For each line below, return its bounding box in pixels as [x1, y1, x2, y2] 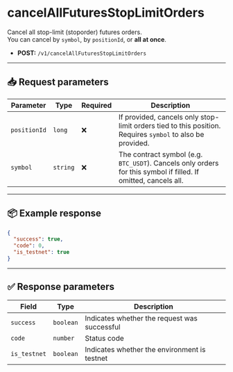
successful [85, 322, 121, 332]
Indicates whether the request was [85, 313, 198, 323]
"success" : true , [13, 236, 64, 243]
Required [80, 100, 112, 110]
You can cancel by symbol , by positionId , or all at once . [7, 35, 166, 43]
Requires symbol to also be [118, 129, 205, 139]
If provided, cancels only [118, 112, 199, 122]
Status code [85, 333, 124, 343]
